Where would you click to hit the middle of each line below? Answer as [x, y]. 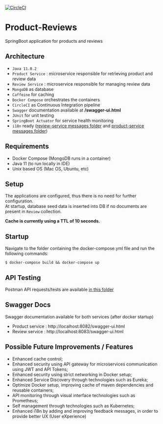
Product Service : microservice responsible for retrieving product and [82, 73]
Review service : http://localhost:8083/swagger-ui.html [68, 331]
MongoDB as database [33, 89]
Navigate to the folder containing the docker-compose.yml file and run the [80, 249]
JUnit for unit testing [33, 115]
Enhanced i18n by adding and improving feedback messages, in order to [85, 411]
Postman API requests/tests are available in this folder [59, 289]
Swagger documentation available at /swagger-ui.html [66, 110]
